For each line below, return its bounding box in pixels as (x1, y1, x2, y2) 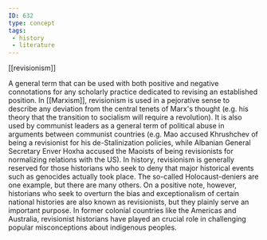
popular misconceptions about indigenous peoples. (8, 222, 177, 232)
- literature (11, 41, 56, 49)
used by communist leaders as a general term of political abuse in (8, 121, 225, 131)
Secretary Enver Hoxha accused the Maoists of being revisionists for (8, 147, 234, 156)
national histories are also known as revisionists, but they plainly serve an (8, 197, 249, 207)
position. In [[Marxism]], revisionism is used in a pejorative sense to (8, 96, 230, 105)
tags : (8, 26, 26, 34)
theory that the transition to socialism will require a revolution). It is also (8, 112, 242, 122)
